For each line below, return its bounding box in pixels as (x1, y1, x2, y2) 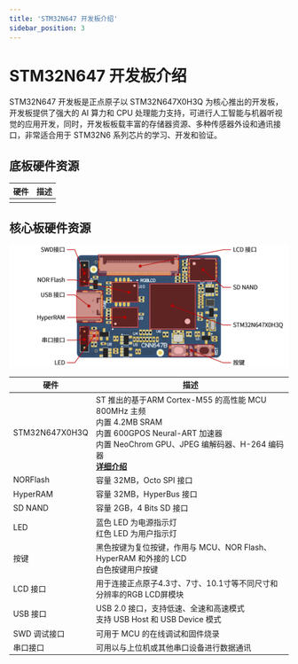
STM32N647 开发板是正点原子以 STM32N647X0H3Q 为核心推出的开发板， (9, 97, 284, 107)
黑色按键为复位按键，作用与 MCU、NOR (96, 542, 242, 552)
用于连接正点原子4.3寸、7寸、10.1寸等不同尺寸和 (96, 578, 278, 589)
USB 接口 (12, 608, 47, 620)
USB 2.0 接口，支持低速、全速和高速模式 (96, 603, 246, 613)
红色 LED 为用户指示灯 (96, 527, 177, 538)
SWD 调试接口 (12, 628, 65, 638)
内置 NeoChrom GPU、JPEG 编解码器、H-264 (96, 439, 267, 449)
